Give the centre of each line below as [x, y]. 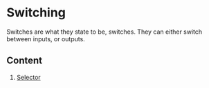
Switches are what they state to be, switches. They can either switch [104, 32]
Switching [36, 13]
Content [25, 61]
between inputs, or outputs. [46, 38]
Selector [28, 77]
